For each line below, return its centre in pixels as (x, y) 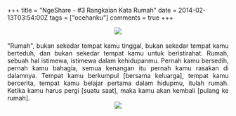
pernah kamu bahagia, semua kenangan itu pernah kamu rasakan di (118, 68)
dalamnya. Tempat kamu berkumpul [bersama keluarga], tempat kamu (118, 76)
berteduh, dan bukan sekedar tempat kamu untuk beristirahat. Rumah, (118, 53)
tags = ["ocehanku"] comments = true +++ (112, 18)
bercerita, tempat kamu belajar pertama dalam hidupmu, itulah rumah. (118, 83)
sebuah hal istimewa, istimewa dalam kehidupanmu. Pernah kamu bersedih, (118, 60)
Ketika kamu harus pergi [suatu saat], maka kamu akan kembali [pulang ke (118, 90)
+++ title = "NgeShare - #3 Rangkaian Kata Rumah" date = (92, 10)
